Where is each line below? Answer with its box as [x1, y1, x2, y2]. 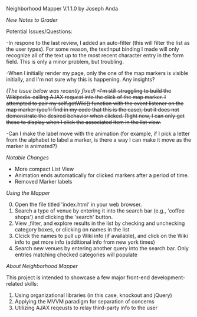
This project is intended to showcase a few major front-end [6, 274, 150, 281]
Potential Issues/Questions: [6, 28, 73, 35]
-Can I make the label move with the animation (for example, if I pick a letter [6, 130, 190, 137]
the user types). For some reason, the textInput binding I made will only [6, 45, 179, 53]
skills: [24, 280, 38, 287]
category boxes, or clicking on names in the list [14, 226, 130, 233]
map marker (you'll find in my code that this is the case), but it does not [6, 106, 180, 113]
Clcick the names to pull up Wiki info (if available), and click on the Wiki [14, 233, 188, 239]
